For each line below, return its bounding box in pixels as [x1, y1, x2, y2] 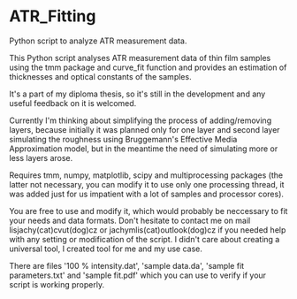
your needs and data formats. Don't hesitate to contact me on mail [9, 215, 251, 226]
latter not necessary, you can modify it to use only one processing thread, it [9, 179, 285, 189]
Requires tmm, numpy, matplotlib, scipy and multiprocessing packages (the [9, 170, 284, 180]
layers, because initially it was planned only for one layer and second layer [9, 124, 280, 134]
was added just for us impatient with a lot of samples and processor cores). [9, 188, 285, 199]
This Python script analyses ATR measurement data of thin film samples [9, 52, 271, 63]
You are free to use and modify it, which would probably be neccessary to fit [9, 205, 288, 216]
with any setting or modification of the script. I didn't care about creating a [9, 234, 280, 244]
